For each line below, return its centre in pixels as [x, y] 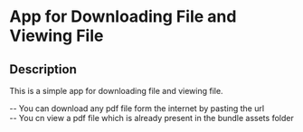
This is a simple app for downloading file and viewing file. [116, 91]
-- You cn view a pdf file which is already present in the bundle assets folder [151, 118]
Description [43, 69]
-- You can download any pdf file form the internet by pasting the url [137, 108]
